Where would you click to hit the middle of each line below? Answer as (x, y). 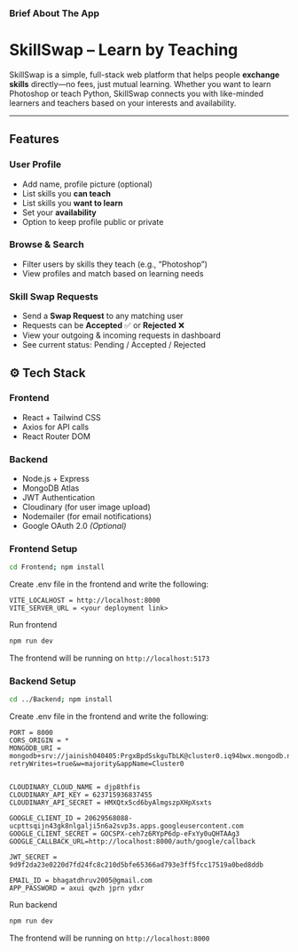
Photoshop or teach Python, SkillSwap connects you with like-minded (137, 93)
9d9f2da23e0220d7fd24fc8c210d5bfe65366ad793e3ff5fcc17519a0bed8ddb (137, 865)
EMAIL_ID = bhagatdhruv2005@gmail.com (81, 881)
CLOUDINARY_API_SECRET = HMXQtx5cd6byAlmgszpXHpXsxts (111, 803)
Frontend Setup (43, 549)
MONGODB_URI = (35, 748)
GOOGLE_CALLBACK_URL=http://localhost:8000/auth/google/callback (132, 842)
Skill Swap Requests (54, 296)
